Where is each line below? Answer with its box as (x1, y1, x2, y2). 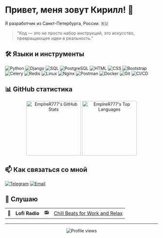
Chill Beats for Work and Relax (53, 210, 123, 217)
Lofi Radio (15, 210, 40, 217)
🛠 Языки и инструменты (5, 50, 84, 58)
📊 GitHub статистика (5, 85, 73, 94)
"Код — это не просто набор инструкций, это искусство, (16, 30, 135, 36)
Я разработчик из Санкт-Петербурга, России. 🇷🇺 (5, 20, 109, 26)
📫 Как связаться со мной (5, 165, 87, 174)
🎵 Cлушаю (5, 195, 38, 203)
